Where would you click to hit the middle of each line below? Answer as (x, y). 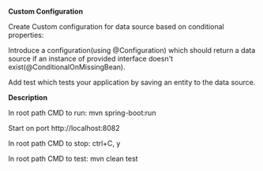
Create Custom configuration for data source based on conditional (116, 26)
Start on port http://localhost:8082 (64, 128)
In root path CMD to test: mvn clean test (73, 158)
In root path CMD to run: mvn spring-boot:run (82, 113)
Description (28, 97)
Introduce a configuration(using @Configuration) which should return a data (132, 50)
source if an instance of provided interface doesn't (91, 59)
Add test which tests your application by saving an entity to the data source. (132, 82)
